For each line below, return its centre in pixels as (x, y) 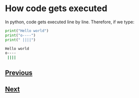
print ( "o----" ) (20, 35)
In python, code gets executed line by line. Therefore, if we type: (70, 22)
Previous (19, 73)
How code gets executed (56, 8)
